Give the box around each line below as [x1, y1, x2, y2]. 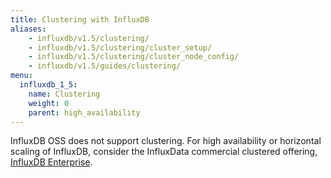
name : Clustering [28, 89, 101, 99]
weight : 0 [28, 98, 70, 108]
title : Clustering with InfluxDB [10, 14, 150, 25]
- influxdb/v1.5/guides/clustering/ [28, 61, 182, 71]
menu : [10, 71, 33, 81]
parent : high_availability [28, 107, 141, 118]
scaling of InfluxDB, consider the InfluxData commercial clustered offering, [10, 146, 318, 158]
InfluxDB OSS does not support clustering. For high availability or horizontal [10, 135, 322, 147]
